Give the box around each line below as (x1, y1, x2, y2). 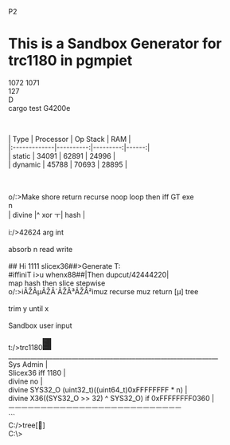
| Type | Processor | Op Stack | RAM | (8, 134, 131, 144)
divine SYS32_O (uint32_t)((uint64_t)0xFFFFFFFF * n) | (8, 384, 188, 394)
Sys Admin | (8, 359, 48, 369)
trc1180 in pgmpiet (8, 52, 133, 70)
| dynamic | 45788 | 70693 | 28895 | (8, 159, 127, 169)
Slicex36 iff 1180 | (8, 368, 66, 377)
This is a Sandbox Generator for (8, 35, 222, 53)
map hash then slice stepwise (8, 278, 106, 288)
